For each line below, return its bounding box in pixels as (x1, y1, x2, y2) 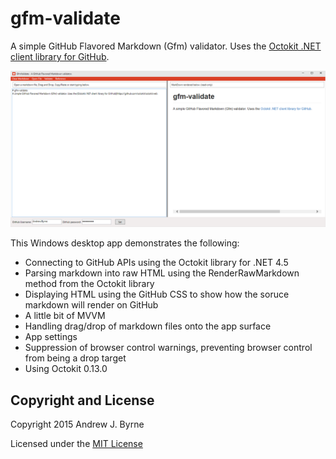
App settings (24, 331, 78, 343)
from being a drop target (24, 352, 127, 364)
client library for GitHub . (10, 50, 110, 62)
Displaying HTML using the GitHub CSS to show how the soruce (24, 288, 290, 301)
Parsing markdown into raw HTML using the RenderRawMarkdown (24, 267, 300, 279)
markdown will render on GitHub (24, 299, 159, 311)
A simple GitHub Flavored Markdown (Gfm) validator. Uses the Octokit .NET (10, 40, 322, 52)
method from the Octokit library (24, 278, 155, 290)
